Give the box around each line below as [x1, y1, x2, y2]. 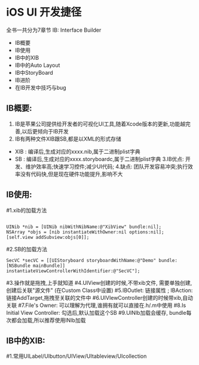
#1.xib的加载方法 [6, 206, 47, 214]
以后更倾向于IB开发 [22, 127, 69, 135]
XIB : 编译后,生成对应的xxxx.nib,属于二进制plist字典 [14, 148, 140, 155]
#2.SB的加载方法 [6, 245, 48, 253]
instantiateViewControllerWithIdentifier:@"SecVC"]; [6, 267, 140, 274]
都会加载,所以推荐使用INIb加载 [11, 317, 86, 324]
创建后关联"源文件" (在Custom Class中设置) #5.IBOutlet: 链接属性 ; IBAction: [6, 287, 193, 294]
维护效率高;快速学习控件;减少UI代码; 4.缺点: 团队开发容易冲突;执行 [25, 163, 188, 170]
